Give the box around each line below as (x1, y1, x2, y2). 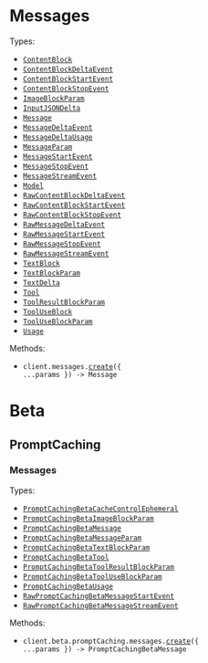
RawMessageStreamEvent (22, 248, 109, 258)
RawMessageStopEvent (22, 239, 101, 248)
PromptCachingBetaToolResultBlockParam (22, 563, 175, 572)
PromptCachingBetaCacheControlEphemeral (22, 504, 179, 513)
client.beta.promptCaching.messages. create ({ (22, 637, 199, 646)
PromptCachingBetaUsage (22, 582, 114, 591)
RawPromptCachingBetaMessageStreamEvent (22, 601, 179, 610)
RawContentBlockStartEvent (22, 200, 126, 210)
